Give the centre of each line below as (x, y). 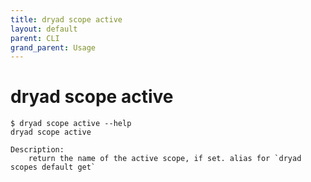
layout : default (44, 29)
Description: (37, 150)
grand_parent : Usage (53, 47)
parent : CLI (35, 38)
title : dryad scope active (66, 19)
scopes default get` (53, 167)
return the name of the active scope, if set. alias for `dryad (165, 159)
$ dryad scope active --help (71, 124)
